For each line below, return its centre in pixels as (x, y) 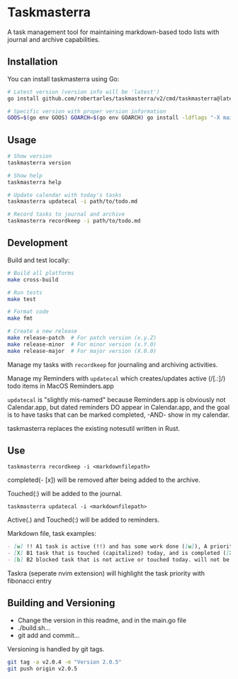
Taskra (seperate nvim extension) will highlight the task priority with (106, 573)
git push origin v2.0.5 (42, 668)
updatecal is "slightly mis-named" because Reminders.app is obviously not (117, 399)
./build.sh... (34, 627)
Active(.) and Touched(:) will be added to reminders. (84, 520)
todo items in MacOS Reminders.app (61, 386)
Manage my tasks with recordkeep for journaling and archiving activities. (113, 364)
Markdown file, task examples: (52, 534)
